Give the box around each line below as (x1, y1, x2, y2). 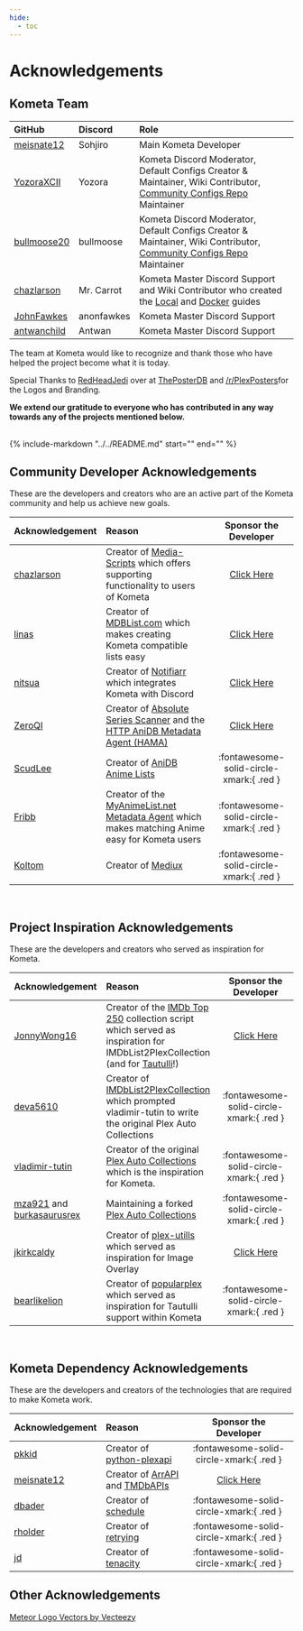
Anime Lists (105, 768, 155, 780)
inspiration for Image (106, 1251, 194, 1264)
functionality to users (105, 579, 196, 592)
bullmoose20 (14, 235, 70, 248)
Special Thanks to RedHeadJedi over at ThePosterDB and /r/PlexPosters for (9, 374, 289, 385)
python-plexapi (105, 1453, 172, 1466)
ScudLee (14, 762, 52, 775)
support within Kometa (106, 1312, 203, 1324)
